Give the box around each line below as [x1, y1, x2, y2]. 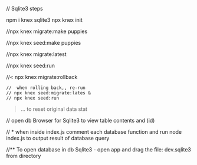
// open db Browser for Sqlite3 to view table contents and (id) [6, 117, 155, 124]
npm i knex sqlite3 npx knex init [6, 16, 83, 23]
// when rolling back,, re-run [6, 85, 86, 91]
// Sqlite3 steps [6, 5, 43, 12]
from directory [6, 153, 41, 159]
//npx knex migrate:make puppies [6, 28, 88, 35]
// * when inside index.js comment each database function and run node [6, 128, 182, 135]
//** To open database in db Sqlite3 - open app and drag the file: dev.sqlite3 [6, 146, 192, 153]
